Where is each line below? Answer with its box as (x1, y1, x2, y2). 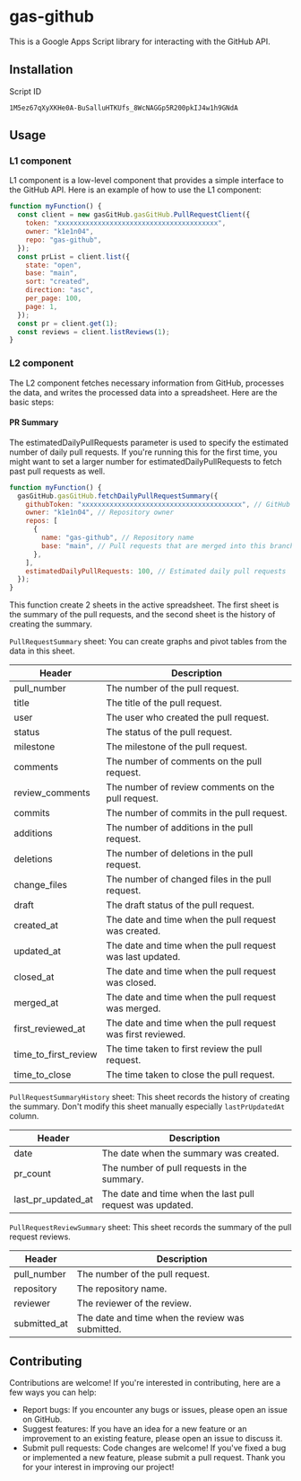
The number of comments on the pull (106, 755, 262, 767)
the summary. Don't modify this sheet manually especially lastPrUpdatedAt (9, 1101, 285, 1112)
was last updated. (106, 951, 181, 963)
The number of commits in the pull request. (106, 807, 288, 820)
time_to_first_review (13, 1049, 98, 1061)
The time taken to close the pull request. (106, 1069, 275, 1081)
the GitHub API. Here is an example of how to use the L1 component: (9, 184, 262, 195)
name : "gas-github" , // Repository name (41, 533, 194, 543)
